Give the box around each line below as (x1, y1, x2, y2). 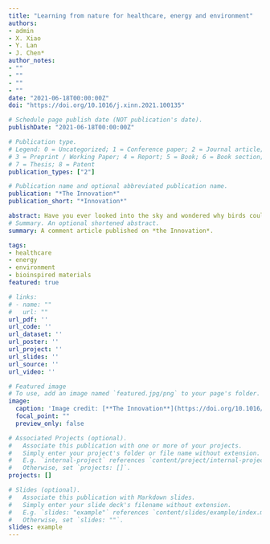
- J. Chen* (8, 49, 45, 57)
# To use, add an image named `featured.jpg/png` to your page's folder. (8, 390, 261, 398)
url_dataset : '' (8, 330, 63, 338)
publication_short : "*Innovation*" (8, 198, 128, 206)
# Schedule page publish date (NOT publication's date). (8, 116, 203, 125)
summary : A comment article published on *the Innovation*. (8, 227, 215, 235)
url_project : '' (8, 346, 63, 354)
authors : (8, 19, 38, 27)
